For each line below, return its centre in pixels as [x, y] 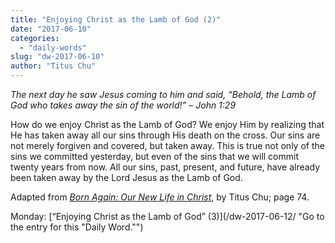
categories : [35, 38]
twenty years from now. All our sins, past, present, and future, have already [165, 167]
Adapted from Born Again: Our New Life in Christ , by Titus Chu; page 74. [160, 197]
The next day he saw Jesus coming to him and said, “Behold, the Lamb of [163, 94]
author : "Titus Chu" [53, 66]
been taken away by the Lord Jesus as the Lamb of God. [126, 177]
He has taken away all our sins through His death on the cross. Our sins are [165, 135]
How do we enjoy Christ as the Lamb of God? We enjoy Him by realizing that [167, 124]
